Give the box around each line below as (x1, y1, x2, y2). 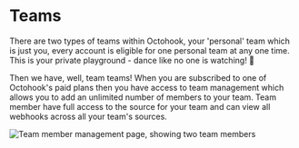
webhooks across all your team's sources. (9, 111, 168, 122)
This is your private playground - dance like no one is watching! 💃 (9, 54, 255, 65)
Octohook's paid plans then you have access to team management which (9, 82, 284, 93)
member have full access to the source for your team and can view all (9, 101, 271, 112)
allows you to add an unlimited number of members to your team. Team (9, 92, 277, 103)
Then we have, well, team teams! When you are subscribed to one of (9, 72, 267, 83)
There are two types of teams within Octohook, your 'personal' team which (9, 35, 291, 46)
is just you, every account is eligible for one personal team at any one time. (9, 44, 290, 55)
